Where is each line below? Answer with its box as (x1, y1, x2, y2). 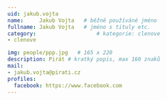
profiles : (7, 75, 37, 82)
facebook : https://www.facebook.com (14, 82, 122, 89)
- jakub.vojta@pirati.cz (7, 68, 81, 76)
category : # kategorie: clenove (7, 30, 161, 37)
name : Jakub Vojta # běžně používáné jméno (7, 17, 158, 24)
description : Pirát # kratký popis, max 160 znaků (7, 56, 161, 63)
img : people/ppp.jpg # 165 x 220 (7, 49, 113, 56)
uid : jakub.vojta (7, 10, 59, 18)
